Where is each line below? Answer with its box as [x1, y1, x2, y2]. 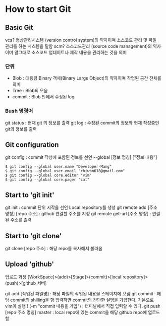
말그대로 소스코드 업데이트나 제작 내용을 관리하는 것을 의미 [14, 50, 127, 55]
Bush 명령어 [5, 108, 33, 115]
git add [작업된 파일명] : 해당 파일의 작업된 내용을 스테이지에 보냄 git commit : [5, 290, 156, 296]
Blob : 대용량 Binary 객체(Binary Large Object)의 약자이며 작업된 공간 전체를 [12, 75, 162, 81]
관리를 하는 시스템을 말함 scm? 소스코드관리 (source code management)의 [5, 43, 152, 49]
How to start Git [5, 3, 71, 15]
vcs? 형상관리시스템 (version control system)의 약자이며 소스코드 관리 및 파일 [5, 37, 157, 43]
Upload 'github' [5, 260, 55, 268]
